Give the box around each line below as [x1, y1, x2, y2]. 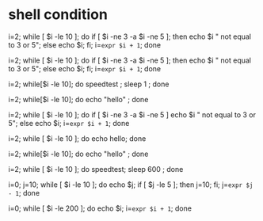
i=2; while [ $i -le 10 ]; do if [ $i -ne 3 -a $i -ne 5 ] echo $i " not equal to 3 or [8, 109, 256, 120]
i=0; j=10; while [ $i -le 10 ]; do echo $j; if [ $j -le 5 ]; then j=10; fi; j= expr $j [8, 180, 253, 189]
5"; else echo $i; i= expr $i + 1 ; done [8, 118, 130, 128]
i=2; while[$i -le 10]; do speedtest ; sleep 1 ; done [8, 79, 170, 89]
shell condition [8, 6, 109, 24]
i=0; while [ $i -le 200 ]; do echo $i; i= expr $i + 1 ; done [8, 204, 192, 213]
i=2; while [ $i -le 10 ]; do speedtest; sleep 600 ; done [8, 164, 184, 173]
